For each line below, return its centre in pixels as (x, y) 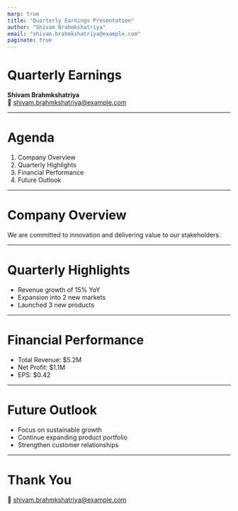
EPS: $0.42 (34, 375)
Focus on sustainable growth (60, 429)
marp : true (23, 14)
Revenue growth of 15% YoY (59, 290)
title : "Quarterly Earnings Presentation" (71, 21)
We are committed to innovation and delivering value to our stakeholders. (114, 235)
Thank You (40, 480)
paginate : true (30, 40)
